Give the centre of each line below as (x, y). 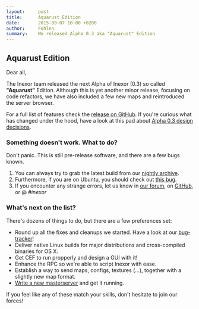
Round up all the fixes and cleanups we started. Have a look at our (96, 232)
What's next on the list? (41, 208)
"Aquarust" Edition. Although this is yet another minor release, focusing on (98, 90)
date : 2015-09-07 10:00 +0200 (51, 23)
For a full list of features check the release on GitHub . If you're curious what (99, 114)
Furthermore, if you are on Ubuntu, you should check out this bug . (96, 180)
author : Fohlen (30, 28)
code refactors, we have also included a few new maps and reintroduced (95, 96)
